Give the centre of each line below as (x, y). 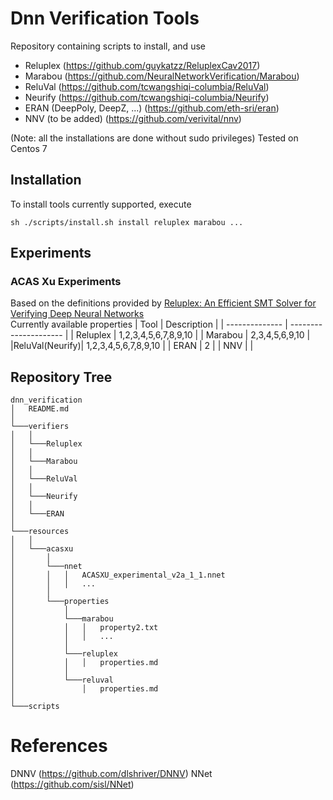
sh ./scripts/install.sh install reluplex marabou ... (127, 222)
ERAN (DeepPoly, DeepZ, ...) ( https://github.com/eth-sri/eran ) (152, 108)
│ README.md (40, 409)
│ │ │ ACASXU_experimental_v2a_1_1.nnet (118, 575)
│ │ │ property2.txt (84, 628)
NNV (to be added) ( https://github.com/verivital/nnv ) (133, 118)
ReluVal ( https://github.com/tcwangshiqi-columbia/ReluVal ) (147, 86)
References (59, 746)
